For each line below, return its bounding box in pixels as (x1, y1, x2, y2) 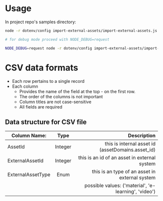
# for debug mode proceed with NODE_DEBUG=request (5, 37, 110, 42)
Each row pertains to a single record (12, 78, 85, 84)
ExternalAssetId (7, 157, 44, 164)
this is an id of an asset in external (78, 155, 156, 161)
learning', (115, 188, 137, 195)
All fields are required (19, 104, 63, 109)
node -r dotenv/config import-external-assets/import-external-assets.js (5, 28, 158, 33)
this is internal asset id (105, 140, 156, 147)
